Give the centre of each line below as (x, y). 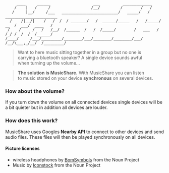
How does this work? (32, 121)
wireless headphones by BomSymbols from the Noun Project (76, 159)
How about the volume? (35, 91)
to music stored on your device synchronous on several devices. (85, 78)
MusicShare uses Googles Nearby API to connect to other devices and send (84, 132)
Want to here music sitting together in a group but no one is (79, 52)
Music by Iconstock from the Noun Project (57, 165)
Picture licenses (22, 149)
